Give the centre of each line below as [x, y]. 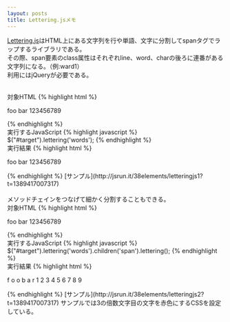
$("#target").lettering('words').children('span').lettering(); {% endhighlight [112, 250]
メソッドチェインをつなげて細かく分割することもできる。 [88, 199]
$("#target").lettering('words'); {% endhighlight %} [79, 140]
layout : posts [28, 13]
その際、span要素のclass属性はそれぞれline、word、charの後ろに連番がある [115, 57]
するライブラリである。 [52, 49]
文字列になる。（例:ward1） [45, 66]
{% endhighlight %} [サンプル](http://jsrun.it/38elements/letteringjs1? [105, 175]
